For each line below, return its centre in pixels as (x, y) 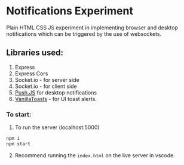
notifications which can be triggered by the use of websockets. (84, 33)
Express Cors (31, 74)
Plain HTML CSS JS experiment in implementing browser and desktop (92, 27)
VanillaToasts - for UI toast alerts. (56, 99)
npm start (19, 144)
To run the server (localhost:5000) (57, 127)
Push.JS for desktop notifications (56, 92)
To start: (19, 114)
